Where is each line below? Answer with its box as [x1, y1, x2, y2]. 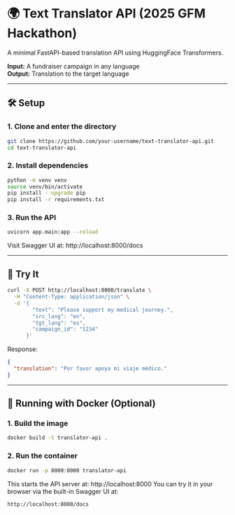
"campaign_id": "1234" [32, 326, 99, 333]
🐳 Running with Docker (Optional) [7, 397, 156, 410]
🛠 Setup [7, 97, 45, 109]
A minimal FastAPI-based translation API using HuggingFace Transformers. [7, 48, 224, 57]
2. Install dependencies [7, 160, 89, 170]
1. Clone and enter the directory [7, 122, 117, 132]
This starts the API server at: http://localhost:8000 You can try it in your [7, 479, 213, 488]
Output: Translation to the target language [7, 69, 129, 78]
